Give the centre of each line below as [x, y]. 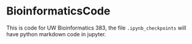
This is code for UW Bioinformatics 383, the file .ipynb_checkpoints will [96, 28]
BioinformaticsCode [58, 11]
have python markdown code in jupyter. [56, 34]
